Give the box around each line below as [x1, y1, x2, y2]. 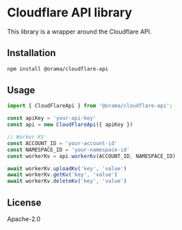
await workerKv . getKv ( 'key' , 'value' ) [7, 171, 118, 179]
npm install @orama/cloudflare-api [7, 65, 109, 73]
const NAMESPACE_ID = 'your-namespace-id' [7, 146, 130, 153]
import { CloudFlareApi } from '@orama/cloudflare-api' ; [7, 103, 173, 110]
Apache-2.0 [7, 215, 41, 223]
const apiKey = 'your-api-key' [7, 115, 96, 122]
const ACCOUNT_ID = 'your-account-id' [7, 140, 118, 146]
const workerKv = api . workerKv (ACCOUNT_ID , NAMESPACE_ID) [7, 153, 176, 159]
